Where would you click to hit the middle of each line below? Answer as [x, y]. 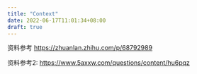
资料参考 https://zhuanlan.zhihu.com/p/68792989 [80, 48]
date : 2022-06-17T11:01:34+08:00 [57, 20]
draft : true [25, 27]
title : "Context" [33, 14]
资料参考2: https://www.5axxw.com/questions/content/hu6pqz [98, 63]
